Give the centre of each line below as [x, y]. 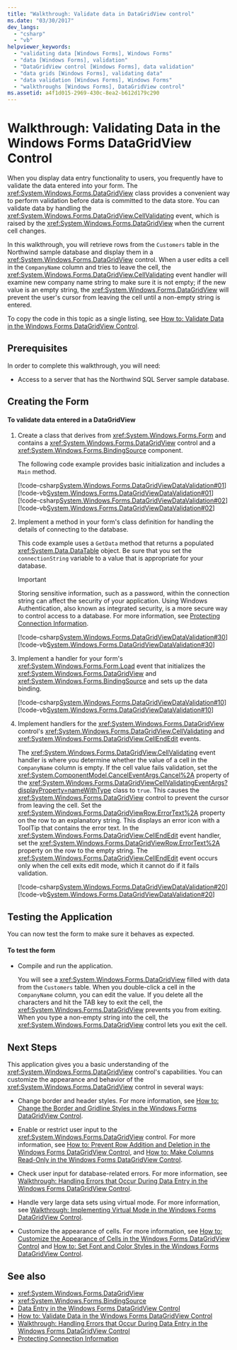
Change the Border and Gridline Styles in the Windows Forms [107, 1109]
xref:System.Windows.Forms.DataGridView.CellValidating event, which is [114, 216]
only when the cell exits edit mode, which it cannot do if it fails [108, 866]
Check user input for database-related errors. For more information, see [122, 1174]
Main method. [37, 472]
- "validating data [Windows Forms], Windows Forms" [93, 54]
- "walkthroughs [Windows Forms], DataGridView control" [99, 87]
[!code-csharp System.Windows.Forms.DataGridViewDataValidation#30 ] [123, 637]
